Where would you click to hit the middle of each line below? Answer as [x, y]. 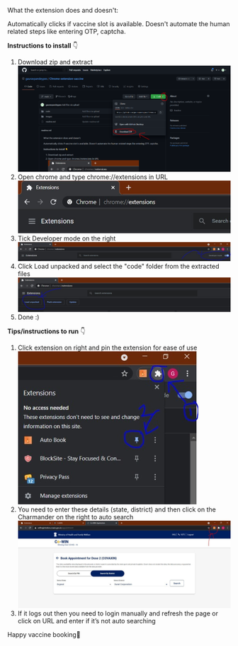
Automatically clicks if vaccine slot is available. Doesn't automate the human [119, 24]
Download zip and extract [55, 62]
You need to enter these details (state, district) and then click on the [117, 509]
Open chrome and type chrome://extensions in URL [93, 177]
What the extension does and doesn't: [63, 10]
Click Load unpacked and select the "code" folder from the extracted [118, 266]
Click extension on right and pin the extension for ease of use [107, 348]
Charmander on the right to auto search [75, 517]
